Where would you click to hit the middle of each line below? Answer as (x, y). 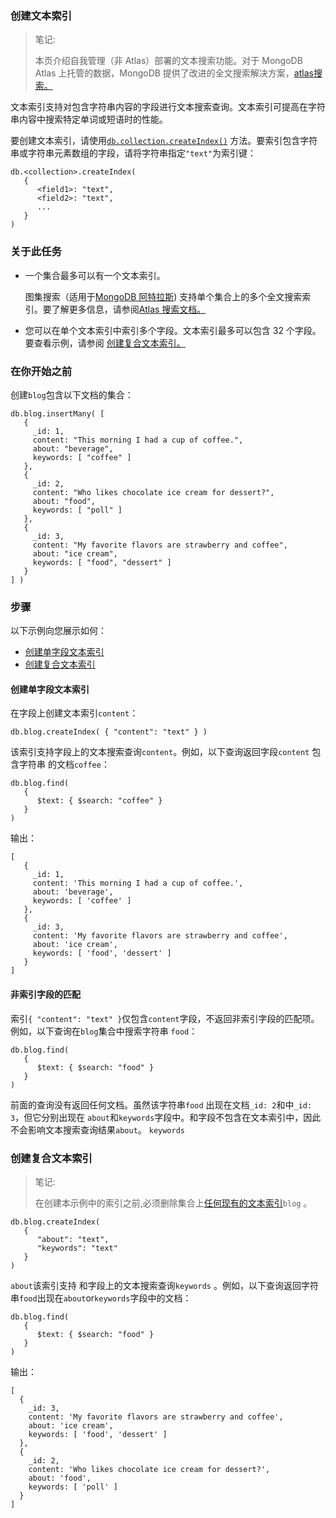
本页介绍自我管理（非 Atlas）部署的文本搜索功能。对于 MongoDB (168, 61)
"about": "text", (73, 1239)
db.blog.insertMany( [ (57, 413)
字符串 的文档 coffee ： (64, 764)
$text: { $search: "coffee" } (99, 801)
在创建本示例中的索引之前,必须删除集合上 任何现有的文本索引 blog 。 (173, 1203)
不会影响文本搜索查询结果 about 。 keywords (98, 1129)
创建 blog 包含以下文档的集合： (72, 394)
